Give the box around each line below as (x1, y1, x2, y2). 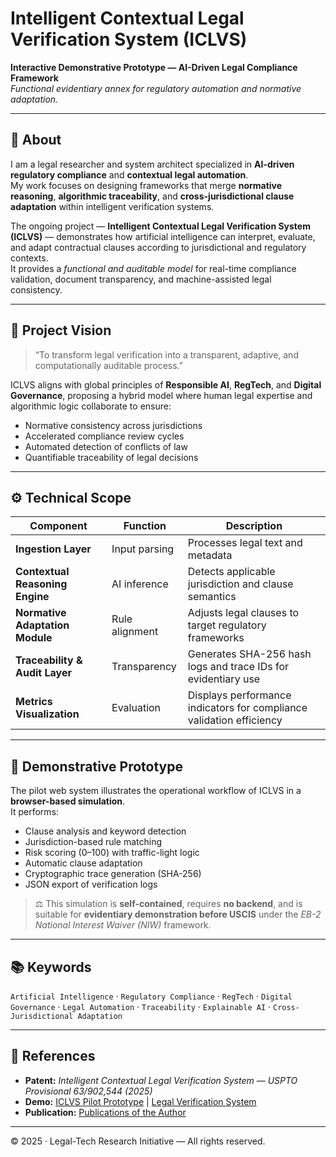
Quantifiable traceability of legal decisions (24, 451, 199, 463)
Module (15, 631, 53, 645)
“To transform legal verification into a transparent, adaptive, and (34, 348, 299, 361)
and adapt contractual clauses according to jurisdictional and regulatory (10, 241, 307, 253)
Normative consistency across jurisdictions (24, 419, 203, 431)
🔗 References (10, 1048, 96, 1065)
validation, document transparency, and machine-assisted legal (10, 273, 272, 285)
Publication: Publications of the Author (24, 1106, 187, 1118)
